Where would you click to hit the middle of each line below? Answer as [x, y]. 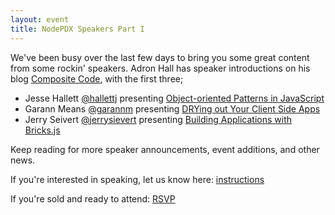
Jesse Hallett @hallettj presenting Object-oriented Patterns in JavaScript [174, 98]
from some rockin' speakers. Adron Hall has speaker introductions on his [160, 68]
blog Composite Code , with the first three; [97, 78]
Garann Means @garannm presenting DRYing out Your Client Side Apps [172, 108]
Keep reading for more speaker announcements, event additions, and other [165, 149]
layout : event [40, 19]
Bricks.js [42, 130]
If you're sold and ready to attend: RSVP [93, 198]
